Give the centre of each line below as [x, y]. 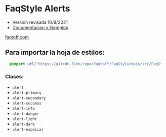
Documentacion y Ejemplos [40, 27]
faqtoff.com [17, 37]
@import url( [23, 64]
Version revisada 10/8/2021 [40, 22]
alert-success [27, 103]
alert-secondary [29, 98]
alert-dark [23, 124]
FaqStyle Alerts [38, 9]
